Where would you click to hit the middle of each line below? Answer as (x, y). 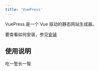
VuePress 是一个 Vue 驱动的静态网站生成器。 (51, 24)
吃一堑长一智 (18, 64)
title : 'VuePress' (24, 9)
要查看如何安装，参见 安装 (31, 34)
